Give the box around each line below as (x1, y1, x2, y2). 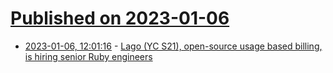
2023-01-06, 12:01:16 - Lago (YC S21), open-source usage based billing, (24, 40, 323, 52)
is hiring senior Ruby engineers (24, 50, 153, 62)
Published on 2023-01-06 (10, 7, 230, 30)
